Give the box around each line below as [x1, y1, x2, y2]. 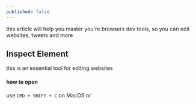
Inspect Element [6, 49, 69, 59]
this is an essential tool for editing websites [6, 65, 113, 72]
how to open [6, 78, 38, 85]
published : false [6, 8, 50, 15]
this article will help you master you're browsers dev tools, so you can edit [6, 25, 190, 32]
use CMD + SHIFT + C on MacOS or [6, 91, 91, 99]
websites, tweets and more [6, 31, 73, 39]
